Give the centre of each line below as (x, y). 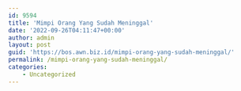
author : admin (32, 38)
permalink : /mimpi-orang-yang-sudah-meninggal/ (88, 60)
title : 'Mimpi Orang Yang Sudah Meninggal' (81, 23)
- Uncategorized (49, 74)
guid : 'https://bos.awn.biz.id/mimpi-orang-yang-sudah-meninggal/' (122, 52)
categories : (28, 67)
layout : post (30, 45)
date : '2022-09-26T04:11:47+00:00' (67, 30)
